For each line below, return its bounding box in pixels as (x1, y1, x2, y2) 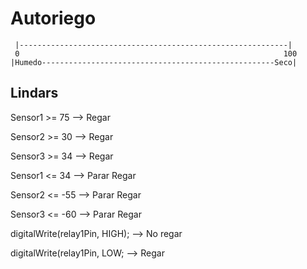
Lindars (10, 85, 59, 102)
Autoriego (10, 7, 97, 30)
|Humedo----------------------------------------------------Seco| (10, 57, 298, 67)
